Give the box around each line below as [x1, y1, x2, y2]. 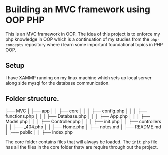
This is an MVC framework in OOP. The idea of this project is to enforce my [5, 31, 160, 37]
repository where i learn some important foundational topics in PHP [24, 41, 163, 47]
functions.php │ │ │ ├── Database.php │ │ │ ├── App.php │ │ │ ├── [5, 113, 150, 119]
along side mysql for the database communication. [5, 80, 110, 86]
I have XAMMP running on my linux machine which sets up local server [5, 74, 152, 81]
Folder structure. [5, 94, 59, 103]
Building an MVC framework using [5, 4, 151, 15]
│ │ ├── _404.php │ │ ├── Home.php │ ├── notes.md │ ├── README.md [5, 124, 161, 130]
